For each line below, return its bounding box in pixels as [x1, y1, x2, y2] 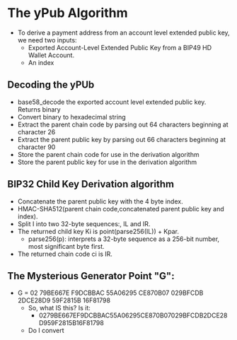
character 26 [17, 127, 56, 136]
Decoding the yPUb [7, 79, 95, 91]
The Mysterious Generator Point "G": [7, 270, 175, 282]
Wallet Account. [28, 51, 75, 59]
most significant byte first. [28, 242, 105, 250]
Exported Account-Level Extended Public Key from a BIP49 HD [28, 43, 212, 52]
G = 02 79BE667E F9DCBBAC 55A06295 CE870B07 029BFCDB [17, 288, 204, 298]
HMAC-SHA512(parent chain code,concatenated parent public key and [17, 204, 224, 213]
